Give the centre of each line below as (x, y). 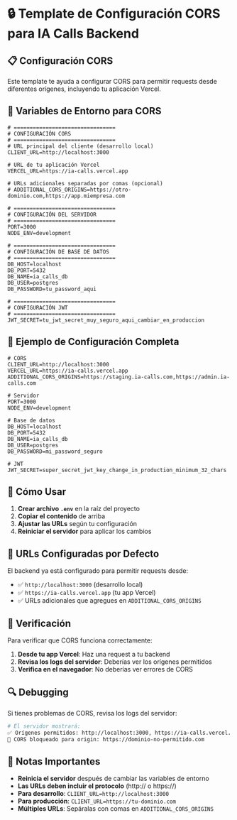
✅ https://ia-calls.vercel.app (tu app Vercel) (87, 593)
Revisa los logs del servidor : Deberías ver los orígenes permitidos (115, 662)
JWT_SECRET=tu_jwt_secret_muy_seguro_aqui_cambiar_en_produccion (106, 320)
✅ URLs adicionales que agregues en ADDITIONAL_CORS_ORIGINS (109, 601)
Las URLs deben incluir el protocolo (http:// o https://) (97, 786)
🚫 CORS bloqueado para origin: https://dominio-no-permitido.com (106, 739)
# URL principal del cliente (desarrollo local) (81, 146)
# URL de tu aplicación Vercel (54, 165)
